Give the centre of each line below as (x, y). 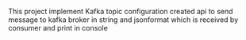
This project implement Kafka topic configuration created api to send (121, 11)
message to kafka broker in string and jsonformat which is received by (123, 20)
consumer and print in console (58, 28)
